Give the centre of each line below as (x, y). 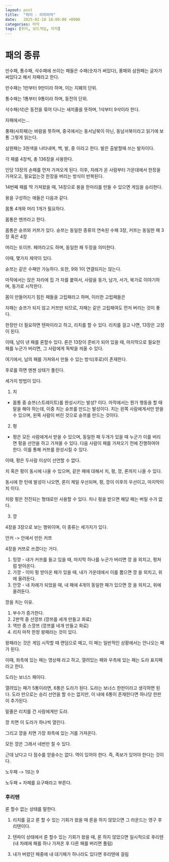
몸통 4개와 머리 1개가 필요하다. (35, 209)
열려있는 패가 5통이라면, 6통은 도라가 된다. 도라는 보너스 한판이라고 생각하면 (80, 688)
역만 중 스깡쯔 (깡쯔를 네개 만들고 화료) (51, 626)
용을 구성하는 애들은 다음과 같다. (37, 198)
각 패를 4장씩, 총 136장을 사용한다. (39, 159)
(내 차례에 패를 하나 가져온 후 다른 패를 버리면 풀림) (62, 843)
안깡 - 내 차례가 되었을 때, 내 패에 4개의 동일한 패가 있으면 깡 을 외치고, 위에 (87, 585)
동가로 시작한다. (27, 286)
